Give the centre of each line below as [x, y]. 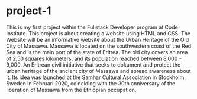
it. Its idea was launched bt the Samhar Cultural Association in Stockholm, [96, 77]
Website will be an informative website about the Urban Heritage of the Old [98, 39]
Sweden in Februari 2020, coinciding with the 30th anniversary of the [91, 83]
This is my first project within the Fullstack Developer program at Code [92, 27]
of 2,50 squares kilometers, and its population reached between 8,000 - [94, 58]
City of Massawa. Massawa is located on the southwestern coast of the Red [99, 46]
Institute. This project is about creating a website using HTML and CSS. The [98, 33]
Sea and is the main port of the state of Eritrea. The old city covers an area [97, 52]
